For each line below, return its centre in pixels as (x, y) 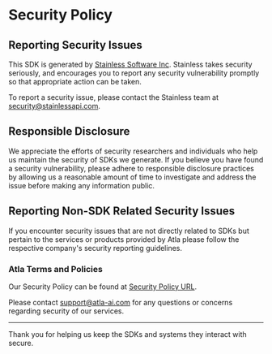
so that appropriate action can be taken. (75, 82)
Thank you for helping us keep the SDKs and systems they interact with (127, 334)
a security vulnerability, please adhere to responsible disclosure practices (132, 168)
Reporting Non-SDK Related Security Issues (122, 212)
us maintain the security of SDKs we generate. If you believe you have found (136, 159)
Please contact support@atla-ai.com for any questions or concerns (121, 302)
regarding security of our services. (66, 311)
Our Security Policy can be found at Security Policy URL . (102, 287)
